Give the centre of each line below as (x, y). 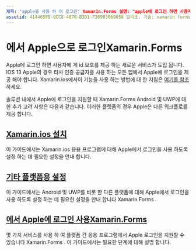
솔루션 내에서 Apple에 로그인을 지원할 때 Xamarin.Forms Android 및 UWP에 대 (96, 99)
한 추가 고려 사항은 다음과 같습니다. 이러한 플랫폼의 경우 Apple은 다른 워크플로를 (97, 106)
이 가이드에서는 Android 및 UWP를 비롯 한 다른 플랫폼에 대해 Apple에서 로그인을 (98, 192)
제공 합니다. (20, 114)
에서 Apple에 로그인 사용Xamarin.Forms (77, 220)
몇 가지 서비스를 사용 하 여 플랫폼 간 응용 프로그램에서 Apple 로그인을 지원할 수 (95, 235)
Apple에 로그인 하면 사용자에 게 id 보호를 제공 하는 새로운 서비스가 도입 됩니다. (95, 65)
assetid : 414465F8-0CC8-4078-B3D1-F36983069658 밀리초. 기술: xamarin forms (98, 17)
